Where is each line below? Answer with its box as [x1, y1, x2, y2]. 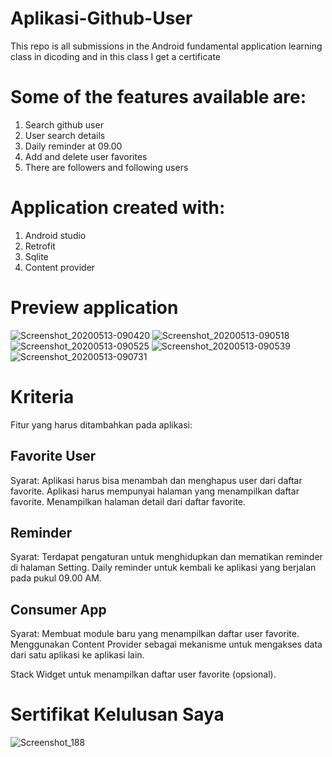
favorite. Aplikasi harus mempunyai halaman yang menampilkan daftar [10, 485, 300, 497]
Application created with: [10, 197, 226, 219]
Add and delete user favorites [24, 150, 148, 162]
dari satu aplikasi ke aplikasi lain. [10, 649, 145, 661]
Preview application [10, 297, 179, 319]
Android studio [24, 229, 87, 241]
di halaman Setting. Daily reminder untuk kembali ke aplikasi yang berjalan [10, 562, 317, 574]
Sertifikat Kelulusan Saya [10, 703, 225, 726]
